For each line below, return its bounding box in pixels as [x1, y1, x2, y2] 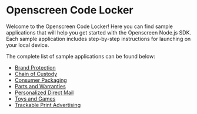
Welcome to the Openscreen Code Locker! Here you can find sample [6, 23, 173, 30]
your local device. [6, 42, 49, 49]
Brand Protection [14, 64, 56, 71]
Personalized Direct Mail [14, 89, 74, 96]
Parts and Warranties [14, 82, 66, 89]
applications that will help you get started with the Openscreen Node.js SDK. [6, 29, 192, 36]
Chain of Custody [14, 70, 58, 77]
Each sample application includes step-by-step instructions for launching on [6, 35, 191, 42]
